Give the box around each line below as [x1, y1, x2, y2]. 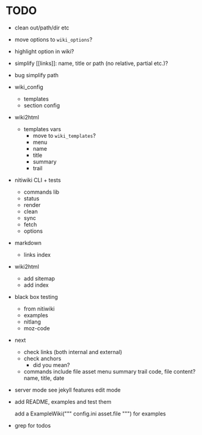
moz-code [23, 324, 50, 331]
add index [23, 281, 49, 289]
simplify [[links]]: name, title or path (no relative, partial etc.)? [14, 59, 168, 67]
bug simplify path [14, 71, 59, 78]
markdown [14, 239, 42, 246]
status [23, 194, 40, 202]
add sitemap [23, 274, 56, 282]
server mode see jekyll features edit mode [14, 386, 121, 393]
